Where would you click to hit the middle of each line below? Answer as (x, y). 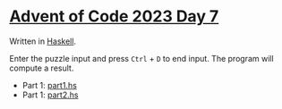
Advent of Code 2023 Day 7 (114, 17)
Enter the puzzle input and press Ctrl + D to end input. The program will (142, 58)
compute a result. (42, 68)
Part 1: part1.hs (50, 85)
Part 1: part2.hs (50, 95)
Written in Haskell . (43, 41)
